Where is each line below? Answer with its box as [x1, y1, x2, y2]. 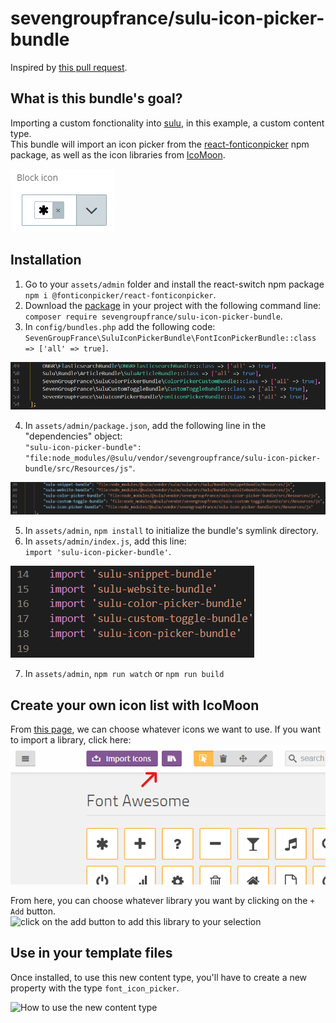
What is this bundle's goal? [10, 90, 183, 107]
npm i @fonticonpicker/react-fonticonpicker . [24, 288, 217, 301]
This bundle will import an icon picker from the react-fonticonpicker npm [10, 138, 310, 150]
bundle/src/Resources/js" [24, 463, 133, 474]
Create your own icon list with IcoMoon [10, 697, 260, 714]
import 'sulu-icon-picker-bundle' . [24, 546, 172, 558]
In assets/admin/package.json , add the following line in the [24, 419, 267, 431]
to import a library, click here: [10, 733, 132, 746]
